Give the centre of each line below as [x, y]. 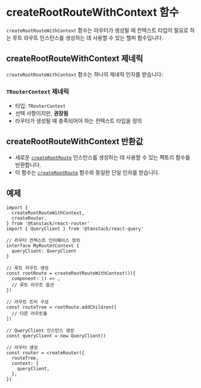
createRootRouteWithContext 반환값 [75, 142]
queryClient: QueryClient [44, 251]
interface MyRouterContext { [43, 246]
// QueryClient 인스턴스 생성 [40, 330]
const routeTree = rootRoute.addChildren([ [62, 307]
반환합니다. [28, 165]
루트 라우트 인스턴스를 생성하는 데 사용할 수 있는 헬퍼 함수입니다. [88, 37]
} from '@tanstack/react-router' [48, 223]
